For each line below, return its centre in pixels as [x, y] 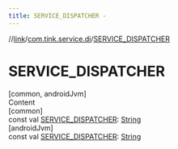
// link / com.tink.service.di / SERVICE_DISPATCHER [89, 39]
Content [22, 102]
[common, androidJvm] [47, 93]
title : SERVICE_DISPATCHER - [57, 16]
